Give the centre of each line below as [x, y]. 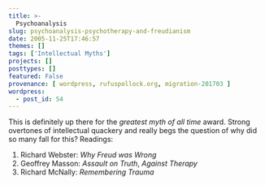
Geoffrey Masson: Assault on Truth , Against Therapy [109, 164]
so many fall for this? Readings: [61, 140]
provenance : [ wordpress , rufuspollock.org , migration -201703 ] [119, 84]
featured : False [36, 76]
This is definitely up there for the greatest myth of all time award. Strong [129, 122]
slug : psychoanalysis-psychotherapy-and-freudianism [100, 31]
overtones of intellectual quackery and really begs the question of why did [133, 131]
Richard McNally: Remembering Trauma [87, 172]
